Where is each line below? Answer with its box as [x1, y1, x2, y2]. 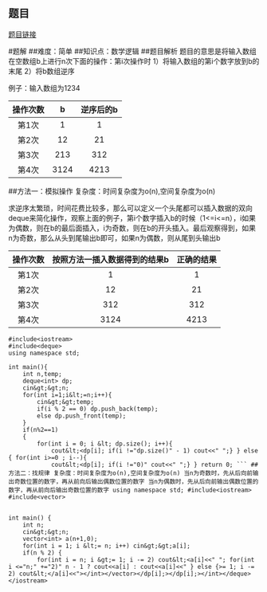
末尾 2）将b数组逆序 [8, 66, 76, 76]
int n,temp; [22, 370, 62, 378]
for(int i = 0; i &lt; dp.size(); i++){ [37, 440, 173, 448]
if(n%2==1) [22, 425, 59, 433]
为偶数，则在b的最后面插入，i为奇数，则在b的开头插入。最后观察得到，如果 [8, 223, 257, 233]
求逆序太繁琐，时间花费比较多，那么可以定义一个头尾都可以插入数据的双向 [8, 203, 253, 213]
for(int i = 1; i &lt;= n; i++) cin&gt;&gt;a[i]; [22, 542, 191, 550]
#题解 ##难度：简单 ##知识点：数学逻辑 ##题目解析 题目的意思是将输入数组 [8, 46, 257, 56]
